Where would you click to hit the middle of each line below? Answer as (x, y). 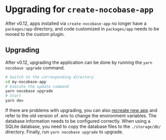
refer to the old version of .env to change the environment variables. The (81, 116)
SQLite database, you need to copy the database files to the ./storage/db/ (83, 126)
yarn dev (14, 101)
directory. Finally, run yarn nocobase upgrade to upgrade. (64, 132)
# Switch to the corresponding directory (50, 77)
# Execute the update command (37, 86)
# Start (13, 96)
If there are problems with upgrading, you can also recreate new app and (81, 110)
